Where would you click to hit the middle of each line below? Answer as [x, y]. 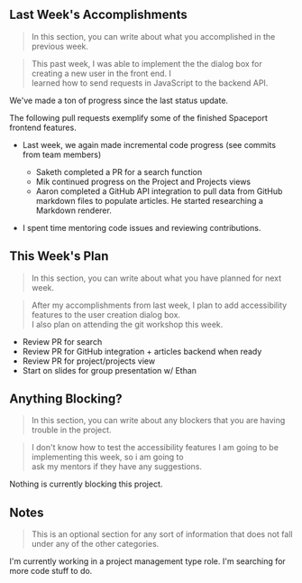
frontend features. [43, 127]
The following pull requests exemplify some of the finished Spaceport [138, 117]
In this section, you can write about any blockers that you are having [158, 421]
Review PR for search [62, 341]
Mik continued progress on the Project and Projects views [143, 181]
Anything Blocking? [66, 399]
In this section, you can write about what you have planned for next [156, 278]
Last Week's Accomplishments [98, 15]
